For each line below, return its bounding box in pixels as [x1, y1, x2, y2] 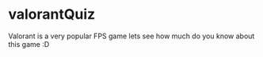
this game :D [8, 39, 50, 48]
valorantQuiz [8, 5, 96, 23]
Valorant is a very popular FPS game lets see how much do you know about [8, 31, 255, 41]
